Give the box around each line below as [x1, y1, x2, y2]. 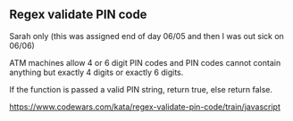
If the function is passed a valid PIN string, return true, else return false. [9, 84, 273, 94]
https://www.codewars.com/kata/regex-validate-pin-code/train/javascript [9, 101, 281, 112]
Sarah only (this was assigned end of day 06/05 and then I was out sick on [9, 30, 284, 41]
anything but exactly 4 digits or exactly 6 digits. [9, 67, 184, 77]
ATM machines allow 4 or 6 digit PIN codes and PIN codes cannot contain [9, 57, 281, 68]
